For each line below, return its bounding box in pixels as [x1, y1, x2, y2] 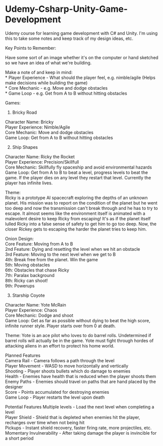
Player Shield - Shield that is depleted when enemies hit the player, [5, 414, 140, 420]
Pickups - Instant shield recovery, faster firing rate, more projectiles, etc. [5, 425, 152, 431]
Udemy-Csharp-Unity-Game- [5, 3, 128, 15]
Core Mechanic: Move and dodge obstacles [5, 129, 94, 135]
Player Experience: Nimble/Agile [5, 124, 70, 130]
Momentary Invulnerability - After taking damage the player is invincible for [5, 430, 157, 436]
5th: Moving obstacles [5, 262, 50, 268]
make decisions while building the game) [5, 80, 88, 86]
